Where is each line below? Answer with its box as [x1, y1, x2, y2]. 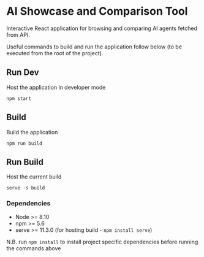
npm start [6, 95, 32, 102]
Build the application [6, 128, 58, 136]
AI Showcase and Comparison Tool [6, 4, 188, 18]
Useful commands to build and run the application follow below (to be [6, 43, 183, 50]
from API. [6, 31, 31, 38]
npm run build [6, 140, 43, 147]
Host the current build [6, 173, 62, 180]
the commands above [6, 244, 61, 252]
